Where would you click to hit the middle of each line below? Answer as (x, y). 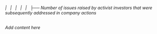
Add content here (23, 28)
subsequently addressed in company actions (51, 12)
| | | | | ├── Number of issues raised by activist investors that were (79, 8)
